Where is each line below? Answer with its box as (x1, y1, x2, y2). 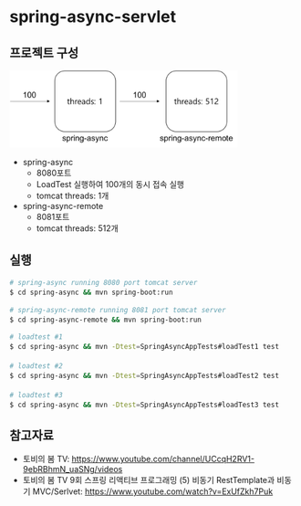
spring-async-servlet (9, 6, 177, 27)
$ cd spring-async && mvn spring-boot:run (9, 288, 173, 297)
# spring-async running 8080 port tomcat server (9, 278, 198, 287)
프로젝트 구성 (9, 45, 79, 60)
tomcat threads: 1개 (36, 190, 109, 202)
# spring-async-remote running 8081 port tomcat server (9, 305, 226, 314)
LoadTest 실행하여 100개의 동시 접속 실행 (36, 179, 185, 190)
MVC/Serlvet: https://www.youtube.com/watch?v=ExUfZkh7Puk (32, 486, 274, 497)
